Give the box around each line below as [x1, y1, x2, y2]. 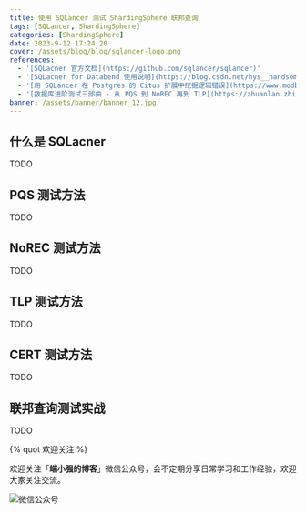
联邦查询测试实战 [9, 400, 106, 416]
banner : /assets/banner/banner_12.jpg [9, 97, 157, 107]
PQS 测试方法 [9, 187, 86, 203]
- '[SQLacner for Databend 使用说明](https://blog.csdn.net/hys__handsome [17, 73, 302, 82]
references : [9, 55, 55, 65]
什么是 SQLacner [9, 134, 107, 149]
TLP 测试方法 [9, 294, 84, 309]
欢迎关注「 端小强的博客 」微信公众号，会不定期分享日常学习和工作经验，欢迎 [9, 463, 297, 474]
